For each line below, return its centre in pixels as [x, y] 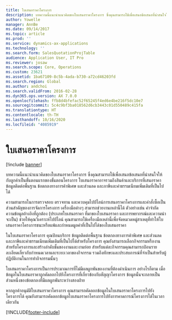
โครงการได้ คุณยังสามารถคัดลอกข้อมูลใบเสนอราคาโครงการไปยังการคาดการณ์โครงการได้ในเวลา [85, 296]
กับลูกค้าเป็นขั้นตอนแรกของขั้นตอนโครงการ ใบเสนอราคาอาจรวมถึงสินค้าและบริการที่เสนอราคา [83, 180]
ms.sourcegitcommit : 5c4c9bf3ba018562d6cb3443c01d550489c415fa [75, 106]
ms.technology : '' [25, 48]
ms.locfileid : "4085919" [32, 124]
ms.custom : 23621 [24, 72]
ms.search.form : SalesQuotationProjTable [51, 53]
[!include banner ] [24, 164]
